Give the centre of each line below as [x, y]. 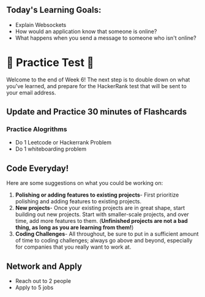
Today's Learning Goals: [54, 10]
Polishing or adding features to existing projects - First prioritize [97, 195]
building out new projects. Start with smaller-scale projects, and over [102, 214]
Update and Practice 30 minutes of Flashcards [97, 112]
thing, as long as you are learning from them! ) [74, 227]
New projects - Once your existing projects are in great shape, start [100, 208]
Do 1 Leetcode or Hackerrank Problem [63, 143]
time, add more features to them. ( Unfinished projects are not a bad [101, 221]
